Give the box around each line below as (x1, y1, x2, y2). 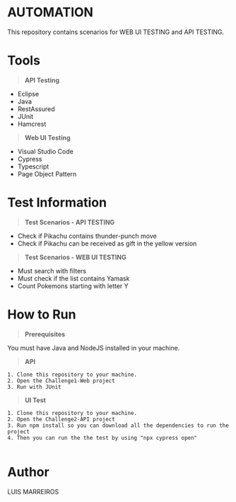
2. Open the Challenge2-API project (7, 416, 115, 423)
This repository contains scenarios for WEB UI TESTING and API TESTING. (7, 28, 225, 36)
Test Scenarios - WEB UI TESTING (24, 253, 126, 261)
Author (7, 464, 49, 480)
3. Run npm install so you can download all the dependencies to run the (7, 422, 230, 429)
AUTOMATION (7, 4, 94, 21)
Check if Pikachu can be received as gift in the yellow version (17, 239, 197, 248)
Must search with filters (17, 266, 87, 275)
